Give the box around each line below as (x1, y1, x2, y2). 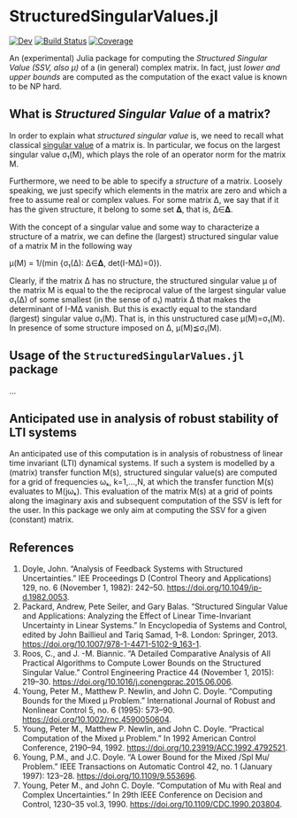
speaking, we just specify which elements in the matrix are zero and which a (9, 184, 287, 196)
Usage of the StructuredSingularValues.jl (9, 348, 245, 363)
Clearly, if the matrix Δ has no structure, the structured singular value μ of (9, 275, 278, 285)
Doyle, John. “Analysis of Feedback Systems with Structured (21, 564, 243, 574)
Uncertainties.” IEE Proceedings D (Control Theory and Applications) (21, 573, 272, 584)
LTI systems (9, 425, 77, 440)
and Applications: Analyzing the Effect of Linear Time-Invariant (21, 611, 252, 621)
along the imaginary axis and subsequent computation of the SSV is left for (9, 495, 283, 506)
